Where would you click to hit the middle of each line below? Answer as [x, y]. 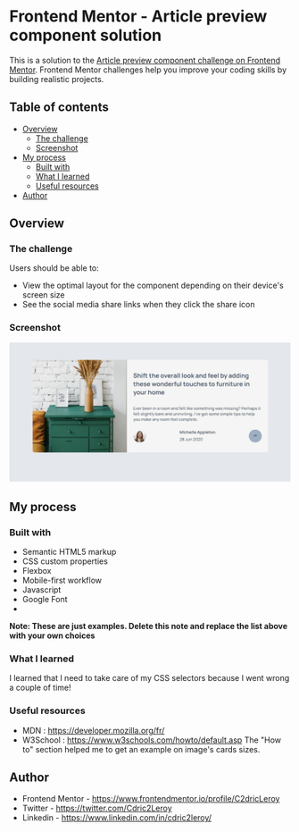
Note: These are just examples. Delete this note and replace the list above [149, 626]
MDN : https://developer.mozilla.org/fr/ [93, 730]
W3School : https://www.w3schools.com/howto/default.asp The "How [152, 740]
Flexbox [37, 570]
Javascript [42, 589]
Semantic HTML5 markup [69, 551]
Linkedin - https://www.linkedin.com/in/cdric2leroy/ [117, 818]
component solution [86, 35]
